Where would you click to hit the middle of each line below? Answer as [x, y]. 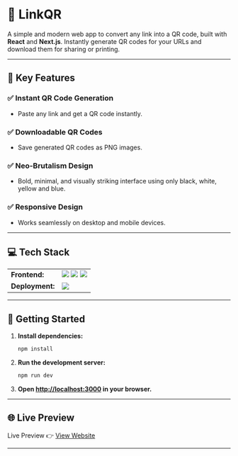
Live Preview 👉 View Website [51, 435]
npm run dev [35, 376]
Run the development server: [62, 363]
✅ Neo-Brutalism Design [50, 166]
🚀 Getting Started [46, 319]
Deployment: [33, 286]
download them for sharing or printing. [64, 49]
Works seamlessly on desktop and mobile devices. [92, 222]
